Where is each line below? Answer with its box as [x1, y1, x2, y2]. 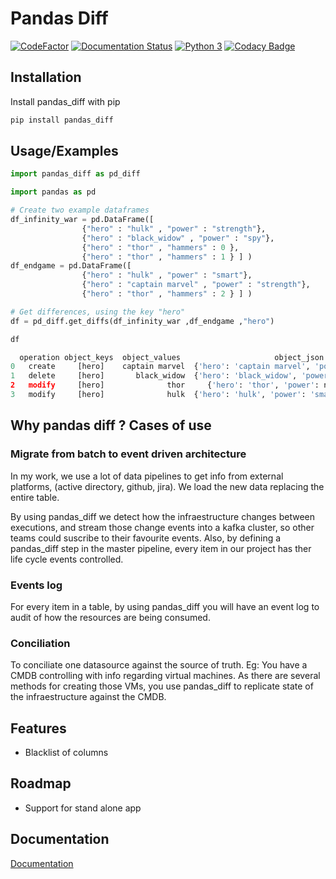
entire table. [10, 491, 60, 503]
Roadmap [10, 775, 72, 792]
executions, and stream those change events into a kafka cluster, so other [10, 521, 315, 533]
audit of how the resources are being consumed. [10, 611, 211, 623]
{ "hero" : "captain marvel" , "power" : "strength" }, [81, 280, 311, 290]
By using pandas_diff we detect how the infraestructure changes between [10, 510, 315, 522]
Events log [10, 578, 63, 592]
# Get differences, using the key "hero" [10, 307, 186, 317]
